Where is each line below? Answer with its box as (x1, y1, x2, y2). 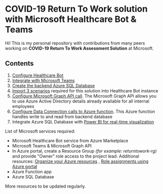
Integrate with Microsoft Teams (12, 77, 75, 83)
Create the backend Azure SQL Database (12, 83, 95, 88)
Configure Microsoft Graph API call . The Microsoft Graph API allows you (12, 93, 157, 99)
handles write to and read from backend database (12, 113, 113, 120)
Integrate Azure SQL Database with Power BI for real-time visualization (12, 119, 154, 124)
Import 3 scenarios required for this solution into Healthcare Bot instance (12, 88, 159, 93)
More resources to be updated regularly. (5, 183, 86, 189)
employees (12, 103, 35, 109)
